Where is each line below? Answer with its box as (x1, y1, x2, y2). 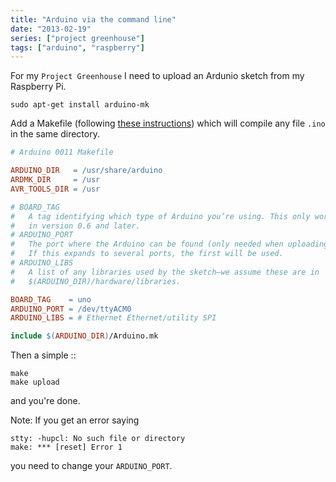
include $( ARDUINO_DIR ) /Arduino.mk (10, 331, 159, 341)
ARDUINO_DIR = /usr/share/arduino (10, 166, 163, 176)
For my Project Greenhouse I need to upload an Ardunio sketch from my (10, 70, 305, 82)
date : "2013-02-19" (10, 24, 92, 34)
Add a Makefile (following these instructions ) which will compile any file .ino (10, 117, 326, 130)
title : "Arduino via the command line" (10, 14, 177, 25)
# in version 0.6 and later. (10, 221, 141, 231)
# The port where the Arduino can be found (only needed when (10, 239, 284, 250)
